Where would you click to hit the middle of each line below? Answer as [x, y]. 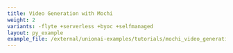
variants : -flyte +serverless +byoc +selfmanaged [80, 26]
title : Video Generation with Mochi [60, 13]
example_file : [28, 39]
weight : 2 [21, 20]
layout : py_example [35, 33]
